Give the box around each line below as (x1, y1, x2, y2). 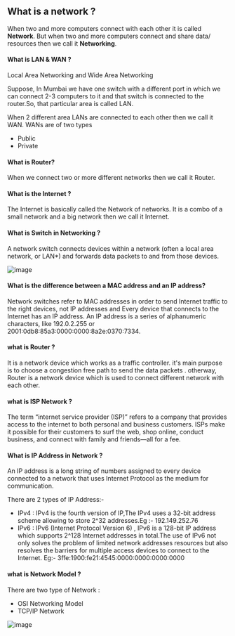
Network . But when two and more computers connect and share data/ (7, 32, 211, 40)
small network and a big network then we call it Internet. (7, 212, 170, 221)
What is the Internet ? (7, 189, 72, 197)
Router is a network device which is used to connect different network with (7, 374, 224, 382)
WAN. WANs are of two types (7, 121, 93, 129)
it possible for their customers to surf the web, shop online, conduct (7, 428, 204, 436)
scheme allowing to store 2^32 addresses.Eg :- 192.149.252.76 (17, 517, 199, 525)
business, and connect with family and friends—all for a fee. (7, 435, 181, 443)
